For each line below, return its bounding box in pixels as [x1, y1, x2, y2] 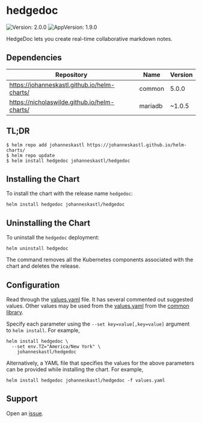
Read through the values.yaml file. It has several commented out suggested [6, 296, 194, 303]
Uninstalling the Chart [6, 218, 91, 228]
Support [6, 394, 38, 404]
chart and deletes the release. [6, 262, 81, 270]
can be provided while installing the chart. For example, [6, 366, 144, 373]
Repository [55, 70, 88, 79]
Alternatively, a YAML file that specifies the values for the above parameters [6, 359, 194, 366]
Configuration [6, 280, 60, 290]
